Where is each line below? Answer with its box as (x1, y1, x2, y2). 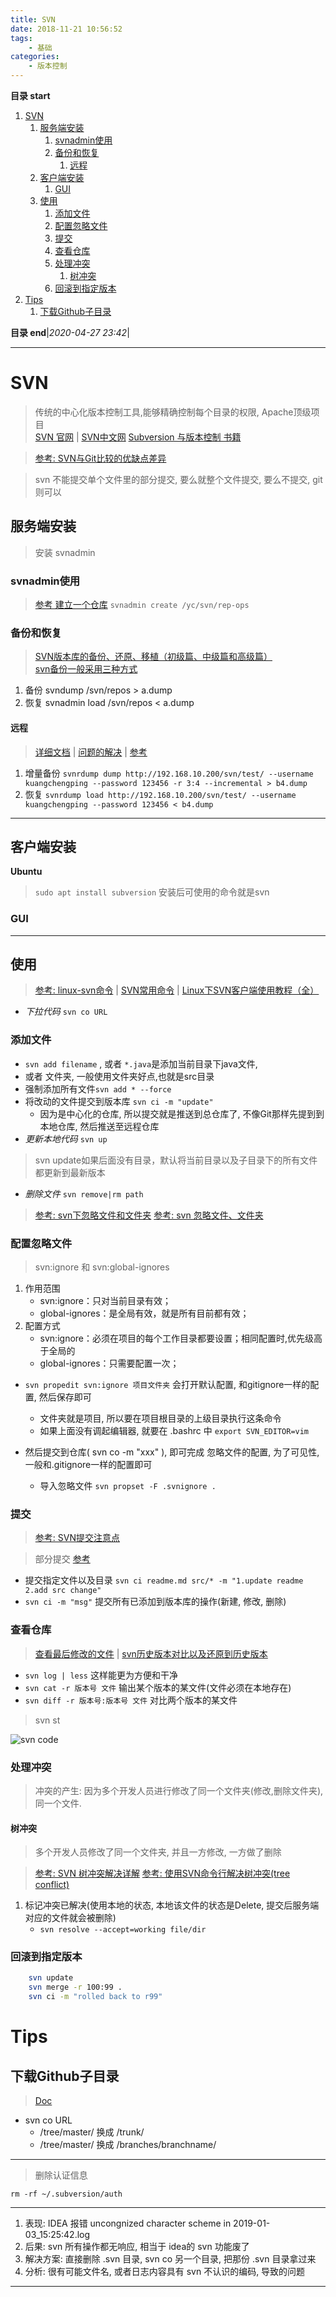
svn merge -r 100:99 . (28, 1982, 123, 1993)
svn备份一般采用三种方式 (34, 663, 138, 675)
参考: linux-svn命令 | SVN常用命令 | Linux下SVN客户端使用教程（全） (34, 984, 320, 996)
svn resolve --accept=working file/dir (39, 1925, 207, 1935)
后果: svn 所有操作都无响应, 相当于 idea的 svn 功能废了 (24, 2241, 250, 2253)
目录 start (10, 90, 51, 101)
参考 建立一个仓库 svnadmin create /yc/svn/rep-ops (34, 599, 250, 611)
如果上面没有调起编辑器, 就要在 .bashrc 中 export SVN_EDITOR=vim (39, 1425, 310, 1437)
